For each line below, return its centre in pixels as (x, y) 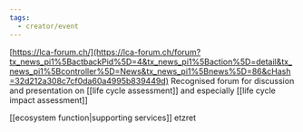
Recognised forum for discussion (233, 80)
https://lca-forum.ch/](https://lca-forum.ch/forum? (107, 52)
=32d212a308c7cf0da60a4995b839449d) (89, 80)
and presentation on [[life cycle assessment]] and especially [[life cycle (143, 90)
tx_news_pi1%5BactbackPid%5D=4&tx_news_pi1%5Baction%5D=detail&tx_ (151, 61)
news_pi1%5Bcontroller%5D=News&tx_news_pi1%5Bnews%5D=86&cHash (150, 71)
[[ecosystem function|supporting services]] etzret (103, 118)
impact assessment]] (49, 99)
